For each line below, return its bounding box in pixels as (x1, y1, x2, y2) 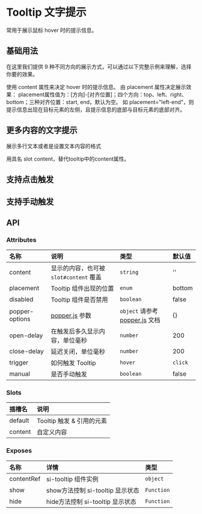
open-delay (9, 332, 43, 340)
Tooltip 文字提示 (6, 5, 87, 19)
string (120, 269, 139, 276)
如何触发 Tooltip (50, 359, 96, 367)
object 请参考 (120, 307, 158, 315)
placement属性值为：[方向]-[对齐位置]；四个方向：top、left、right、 (17, 91, 188, 98)
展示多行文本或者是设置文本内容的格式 (6, 142, 101, 149)
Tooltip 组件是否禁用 (50, 296, 108, 304)
